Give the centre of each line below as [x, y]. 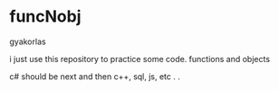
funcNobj [45, 17]
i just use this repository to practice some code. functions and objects [139, 59]
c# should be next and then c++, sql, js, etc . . [95, 76]
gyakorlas [28, 41]
